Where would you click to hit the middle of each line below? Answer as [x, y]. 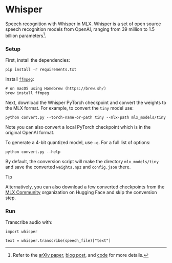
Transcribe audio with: [29, 222]
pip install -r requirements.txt [41, 69]
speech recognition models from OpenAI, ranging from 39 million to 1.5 [80, 29]
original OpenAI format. [30, 132]
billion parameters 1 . [26, 35]
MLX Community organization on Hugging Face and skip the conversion [81, 192]
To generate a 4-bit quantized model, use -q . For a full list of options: [78, 142]
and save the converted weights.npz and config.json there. [68, 167]
